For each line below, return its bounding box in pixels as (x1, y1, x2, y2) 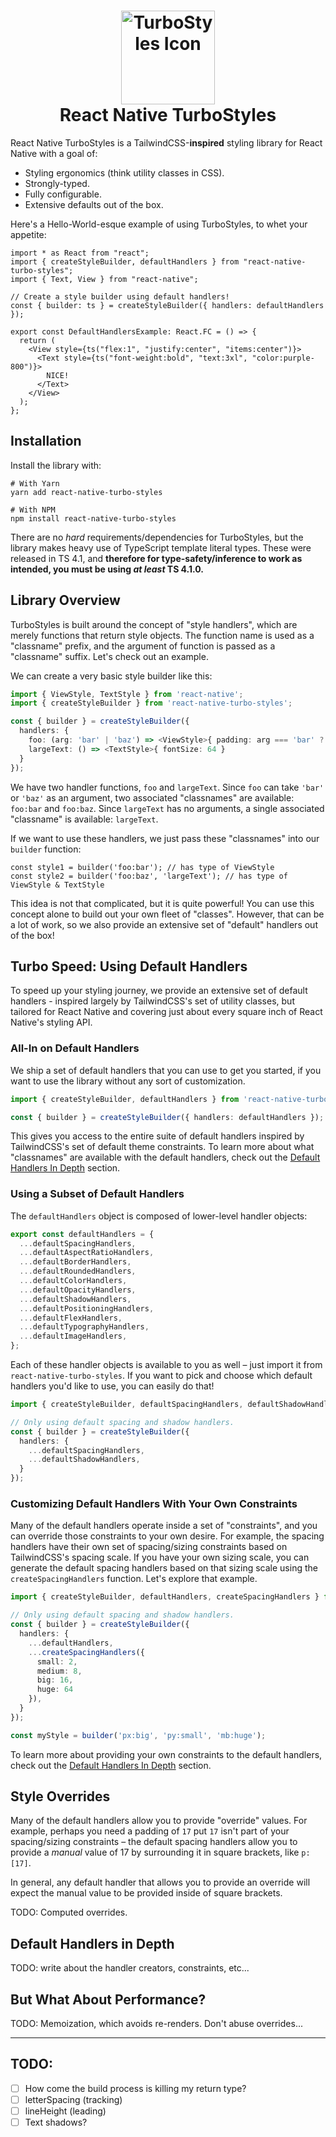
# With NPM (10, 505, 56, 515)
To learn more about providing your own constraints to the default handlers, (10, 1748, 323, 1760)
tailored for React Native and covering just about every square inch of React (10, 1006, 323, 1018)
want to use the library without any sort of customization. (10, 1075, 246, 1087)
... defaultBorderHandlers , (19, 1257, 132, 1267)
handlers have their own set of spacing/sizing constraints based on (10, 1541, 288, 1553)
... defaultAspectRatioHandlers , (19, 1248, 155, 1258)
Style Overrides (10, 1788, 111, 1805)
